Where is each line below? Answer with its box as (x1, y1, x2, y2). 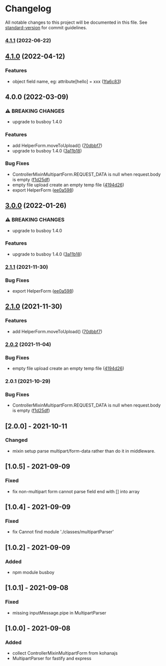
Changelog (5, 3, 52, 14)
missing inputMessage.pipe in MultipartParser (12, 610, 107, 615)
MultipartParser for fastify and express (12, 656, 92, 662)
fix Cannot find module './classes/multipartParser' (12, 529, 114, 535)
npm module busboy (12, 569, 55, 575)
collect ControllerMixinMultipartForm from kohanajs (12, 650, 118, 656)
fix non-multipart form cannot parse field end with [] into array (12, 488, 140, 494)
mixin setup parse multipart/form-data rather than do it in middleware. (12, 448, 156, 454)
